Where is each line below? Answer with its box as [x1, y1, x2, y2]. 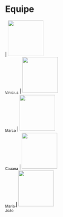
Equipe [5, 3, 34, 15]
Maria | [5, 202, 17, 209]
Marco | [5, 126, 19, 133]
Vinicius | [5, 88, 21, 95]
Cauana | [5, 164, 21, 171]
